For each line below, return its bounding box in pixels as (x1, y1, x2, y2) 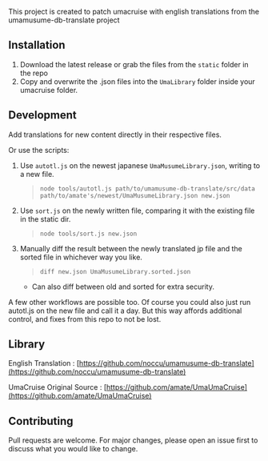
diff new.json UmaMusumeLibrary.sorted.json (39, 267, 191, 275)
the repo (19, 68, 48, 78)
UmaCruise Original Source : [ (8, 383, 107, 392)
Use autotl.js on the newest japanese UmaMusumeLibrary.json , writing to (19, 160, 261, 170)
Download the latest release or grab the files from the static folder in (19, 59, 250, 69)
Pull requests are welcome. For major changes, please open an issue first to (8, 435, 258, 445)
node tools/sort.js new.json (39, 230, 138, 238)
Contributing (8, 414, 74, 427)
